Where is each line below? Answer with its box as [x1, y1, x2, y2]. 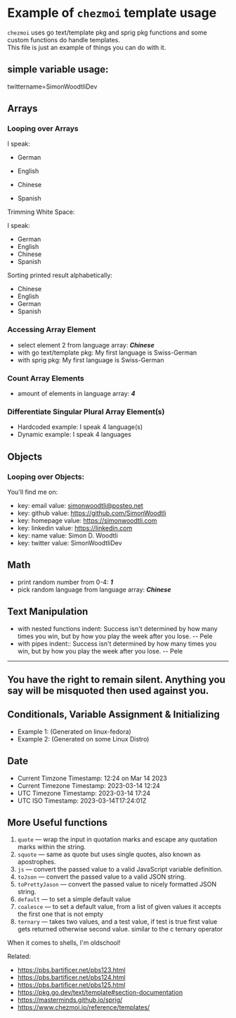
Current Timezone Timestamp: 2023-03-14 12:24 [17, 781, 160, 789]
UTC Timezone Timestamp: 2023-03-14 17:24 [17, 789, 151, 797]
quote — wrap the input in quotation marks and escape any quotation [17, 835, 218, 844]
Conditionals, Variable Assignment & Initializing [7, 708, 220, 720]
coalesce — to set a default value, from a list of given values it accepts [17, 903, 221, 911]
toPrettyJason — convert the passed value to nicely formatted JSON [17, 880, 216, 889]
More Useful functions [7, 817, 107, 829]
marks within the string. [17, 843, 86, 851]
